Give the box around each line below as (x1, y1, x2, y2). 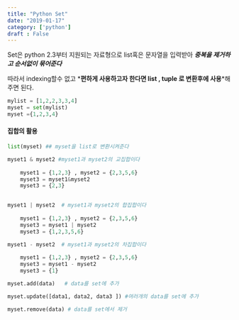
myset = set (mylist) (7, 104, 69, 111)
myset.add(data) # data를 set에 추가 (7, 280, 119, 287)
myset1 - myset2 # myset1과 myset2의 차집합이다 (7, 241, 147, 248)
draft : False (7, 30, 50, 38)
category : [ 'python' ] (7, 23, 72, 31)
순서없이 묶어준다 (14, 60, 62, 68)
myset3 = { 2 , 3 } (20, 182, 65, 189)
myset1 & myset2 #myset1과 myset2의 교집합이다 (7, 155, 140, 163)
